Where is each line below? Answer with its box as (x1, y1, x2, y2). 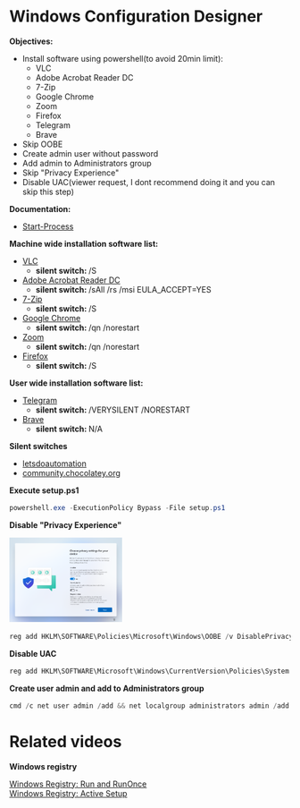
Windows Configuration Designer (9, 6, 263, 27)
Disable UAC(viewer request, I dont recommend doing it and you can (21, 176, 275, 187)
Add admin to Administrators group (21, 157, 152, 168)
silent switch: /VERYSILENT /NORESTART (35, 404, 191, 415)
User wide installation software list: (9, 378, 144, 388)
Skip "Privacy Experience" (21, 167, 120, 178)
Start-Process (21, 221, 74, 232)
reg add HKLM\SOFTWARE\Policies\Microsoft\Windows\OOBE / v (9, 632, 234, 641)
